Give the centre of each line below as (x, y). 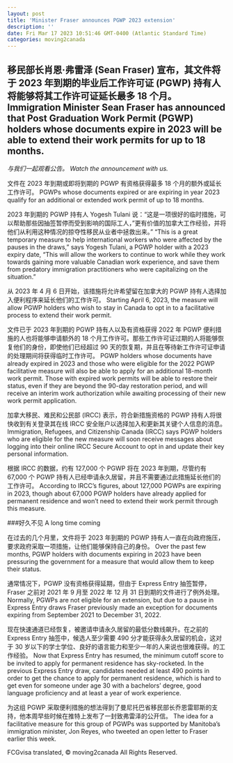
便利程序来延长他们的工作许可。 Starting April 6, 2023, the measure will (115, 299)
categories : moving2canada (46, 40)
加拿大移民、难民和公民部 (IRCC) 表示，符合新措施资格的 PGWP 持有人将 (112, 415)
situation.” (22, 276)
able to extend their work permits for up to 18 (107, 140)
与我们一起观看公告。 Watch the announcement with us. (88, 168)
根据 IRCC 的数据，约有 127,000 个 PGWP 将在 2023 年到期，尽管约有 (107, 468)
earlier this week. (32, 739)
